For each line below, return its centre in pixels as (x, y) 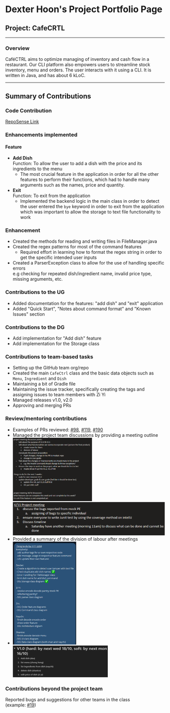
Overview (17, 48)
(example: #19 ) (21, 705)
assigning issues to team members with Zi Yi (59, 395)
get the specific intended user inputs (58, 257)
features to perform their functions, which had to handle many (85, 180)
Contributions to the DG (35, 327)
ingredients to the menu (37, 169)
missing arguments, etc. (38, 279)
